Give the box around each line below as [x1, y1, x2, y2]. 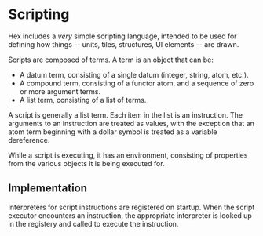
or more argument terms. [19, 86, 100, 96]
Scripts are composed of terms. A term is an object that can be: [8, 55, 214, 64]
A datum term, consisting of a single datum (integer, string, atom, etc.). [19, 70, 249, 79]
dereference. [8, 135, 50, 144]
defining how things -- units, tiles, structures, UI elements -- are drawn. [8, 39, 239, 49]
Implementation [8, 182, 88, 195]
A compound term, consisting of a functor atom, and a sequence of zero [19, 78, 254, 88]
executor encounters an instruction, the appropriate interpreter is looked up [8, 210, 253, 220]
